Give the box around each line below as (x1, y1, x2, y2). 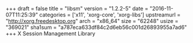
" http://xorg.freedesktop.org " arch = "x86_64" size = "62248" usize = (5, 18, 179, 24)
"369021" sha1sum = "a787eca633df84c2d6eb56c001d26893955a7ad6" (5, 24, 188, 31)
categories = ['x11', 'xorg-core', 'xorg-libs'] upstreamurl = (39, 11, 181, 18)
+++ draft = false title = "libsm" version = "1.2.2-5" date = (5, 5, 149, 12)
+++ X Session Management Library (5, 30, 96, 37)
